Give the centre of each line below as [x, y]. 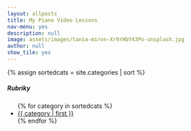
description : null [34, 33]
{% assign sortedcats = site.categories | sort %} [76, 72]
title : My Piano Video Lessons [52, 20]
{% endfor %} [37, 121]
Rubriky [19, 88]
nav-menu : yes [28, 26]
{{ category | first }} [45, 113]
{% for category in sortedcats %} [65, 106]
